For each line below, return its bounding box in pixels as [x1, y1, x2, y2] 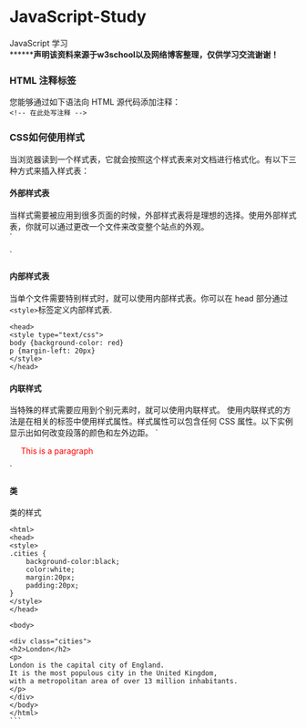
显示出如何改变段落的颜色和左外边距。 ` [9, 427, 158, 438]
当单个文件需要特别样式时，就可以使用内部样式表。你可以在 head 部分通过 [9, 292, 289, 303]
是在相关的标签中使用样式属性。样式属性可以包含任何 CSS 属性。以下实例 [16, 416, 294, 427]
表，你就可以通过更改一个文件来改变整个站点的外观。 [9, 220, 209, 231]
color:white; [25, 565, 76, 575]
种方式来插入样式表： [9, 165, 89, 176]
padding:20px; [25, 581, 79, 590]
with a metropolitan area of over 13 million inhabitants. [9, 677, 239, 686]
